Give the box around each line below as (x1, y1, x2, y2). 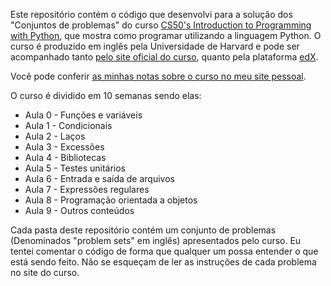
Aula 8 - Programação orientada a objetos (24, 194, 198, 206)
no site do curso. (10, 267, 80, 278)
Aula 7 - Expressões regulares (24, 184, 150, 195)
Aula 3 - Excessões (24, 141, 105, 153)
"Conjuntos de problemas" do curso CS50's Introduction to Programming (10, 19, 312, 31)
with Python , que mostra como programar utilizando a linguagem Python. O (10, 30, 322, 41)
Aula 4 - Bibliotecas (24, 152, 107, 163)
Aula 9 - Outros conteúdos (24, 205, 135, 216)
